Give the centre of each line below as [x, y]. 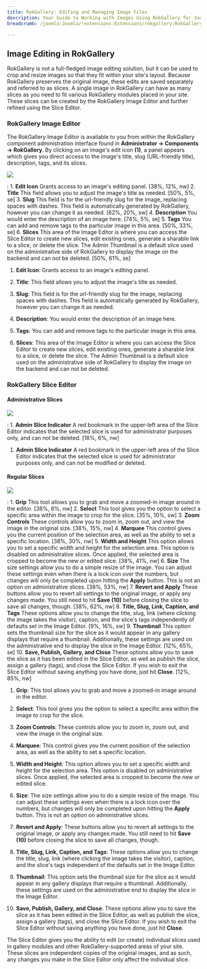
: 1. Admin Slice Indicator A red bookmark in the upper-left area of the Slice [103, 425]
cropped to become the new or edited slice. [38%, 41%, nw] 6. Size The [98, 560]
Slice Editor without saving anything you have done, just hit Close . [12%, [99, 672]
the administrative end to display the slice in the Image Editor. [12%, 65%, [100, 645]
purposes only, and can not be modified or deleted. [81, 463]
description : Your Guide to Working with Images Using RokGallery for [99, 18]
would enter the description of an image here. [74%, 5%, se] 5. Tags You [99, 219]
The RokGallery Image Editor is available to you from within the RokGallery [101, 137]
